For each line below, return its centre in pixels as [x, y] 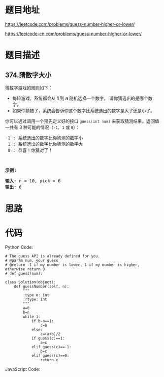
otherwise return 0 [25, 269]
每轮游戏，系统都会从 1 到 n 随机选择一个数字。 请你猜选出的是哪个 [80, 98]
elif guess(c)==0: [50, 356]
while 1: [32, 317]
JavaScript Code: [23, 369]
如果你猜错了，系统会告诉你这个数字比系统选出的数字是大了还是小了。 [83, 110]
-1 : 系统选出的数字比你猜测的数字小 [44, 138]
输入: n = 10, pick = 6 [33, 181]
